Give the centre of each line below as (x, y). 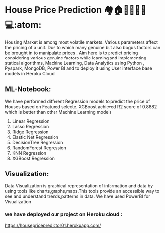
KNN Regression (29, 153)
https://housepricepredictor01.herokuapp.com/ (53, 225)
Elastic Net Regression (35, 137)
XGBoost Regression (33, 158)
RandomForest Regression (39, 148)
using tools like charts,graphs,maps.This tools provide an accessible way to (82, 191)
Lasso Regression (30, 126)
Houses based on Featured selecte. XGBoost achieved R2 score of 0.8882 (81, 106)
